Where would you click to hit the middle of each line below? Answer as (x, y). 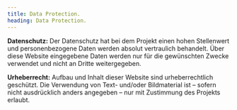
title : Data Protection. (44, 14)
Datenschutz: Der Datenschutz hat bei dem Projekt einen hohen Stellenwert (118, 40)
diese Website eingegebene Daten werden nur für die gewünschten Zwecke (118, 56)
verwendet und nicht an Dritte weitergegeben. (74, 63)
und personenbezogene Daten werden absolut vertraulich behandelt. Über (116, 48)
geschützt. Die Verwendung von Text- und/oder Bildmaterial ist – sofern (112, 84)
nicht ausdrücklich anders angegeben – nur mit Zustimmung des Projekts (114, 92)
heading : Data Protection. (47, 21)
